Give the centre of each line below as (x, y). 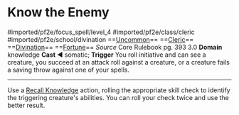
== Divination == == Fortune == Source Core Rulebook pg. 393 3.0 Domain (115, 47)
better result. (26, 105)
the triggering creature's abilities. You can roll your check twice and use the (118, 97)
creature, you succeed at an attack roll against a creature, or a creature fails (118, 62)
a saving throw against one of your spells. (69, 70)
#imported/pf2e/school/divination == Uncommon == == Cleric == (101, 39)
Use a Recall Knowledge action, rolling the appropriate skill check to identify (119, 90)
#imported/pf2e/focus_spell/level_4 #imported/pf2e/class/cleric (101, 32)
